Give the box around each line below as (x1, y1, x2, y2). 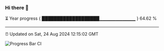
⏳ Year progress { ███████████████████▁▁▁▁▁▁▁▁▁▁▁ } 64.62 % (5, 15, 157, 21)
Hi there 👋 (5, 4, 29, 11)
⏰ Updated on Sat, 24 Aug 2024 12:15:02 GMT (5, 31, 99, 37)
